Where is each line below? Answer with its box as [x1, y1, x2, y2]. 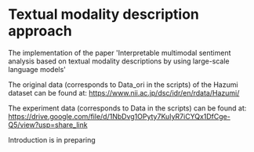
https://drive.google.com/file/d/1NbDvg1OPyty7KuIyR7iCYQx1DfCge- [8, 111, 231, 121]
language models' [8, 64, 67, 74]
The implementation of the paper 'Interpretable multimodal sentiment [8, 48, 231, 57]
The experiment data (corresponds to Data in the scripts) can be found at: [8, 103, 247, 113]
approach [8, 22, 72, 40]
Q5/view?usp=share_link [8, 120, 88, 129]
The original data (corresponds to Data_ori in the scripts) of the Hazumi [8, 80, 238, 89]
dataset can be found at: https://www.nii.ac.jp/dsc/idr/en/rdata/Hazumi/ [8, 88, 240, 97]
